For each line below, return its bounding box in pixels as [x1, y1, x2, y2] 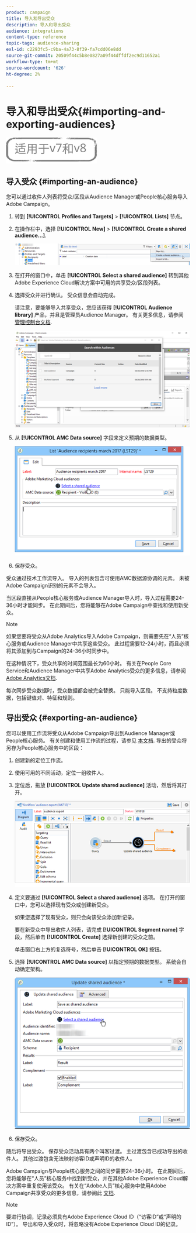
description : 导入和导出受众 [6, 22, 71, 28]
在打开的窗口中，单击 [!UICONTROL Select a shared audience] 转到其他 [14, 272, 189, 279]
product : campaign [6, 9, 51, 15]
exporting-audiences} [6, 118, 116, 131]
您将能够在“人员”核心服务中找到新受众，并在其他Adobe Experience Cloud [6, 1174, 183, 1182]
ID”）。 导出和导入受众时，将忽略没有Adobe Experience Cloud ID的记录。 [6, 1220, 181, 1227]
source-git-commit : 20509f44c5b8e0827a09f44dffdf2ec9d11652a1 [6, 53, 160, 59]
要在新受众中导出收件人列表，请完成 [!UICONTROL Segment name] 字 [14, 926, 185, 933]
